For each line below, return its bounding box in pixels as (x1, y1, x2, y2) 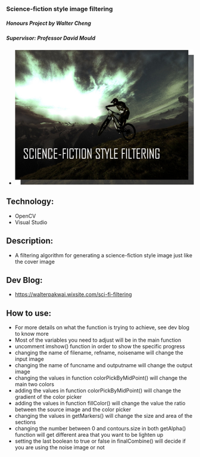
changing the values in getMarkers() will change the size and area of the (14, 412, 193, 420)
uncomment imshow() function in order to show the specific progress (14, 343, 186, 350)
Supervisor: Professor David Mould (6, 34, 96, 42)
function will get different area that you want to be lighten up (14, 431, 164, 439)
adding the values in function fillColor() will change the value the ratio (14, 400, 186, 407)
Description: (6, 236, 54, 246)
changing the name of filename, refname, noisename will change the (14, 349, 183, 357)
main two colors (14, 381, 55, 388)
